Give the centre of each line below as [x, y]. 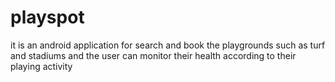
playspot [47, 17]
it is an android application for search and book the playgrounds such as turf [168, 45]
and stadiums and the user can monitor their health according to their [153, 55]
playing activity [41, 66]
